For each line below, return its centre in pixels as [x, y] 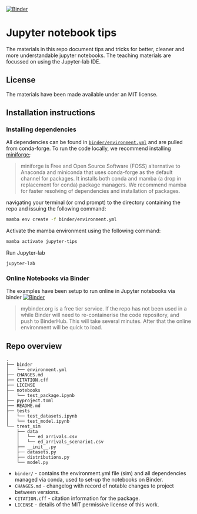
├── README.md [24, 406]
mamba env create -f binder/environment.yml [61, 220]
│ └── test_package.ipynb [41, 396]
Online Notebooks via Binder [48, 278]
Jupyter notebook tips [61, 33]
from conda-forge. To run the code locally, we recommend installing [89, 148]
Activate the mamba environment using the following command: [84, 231]
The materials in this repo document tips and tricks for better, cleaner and [95, 49]
